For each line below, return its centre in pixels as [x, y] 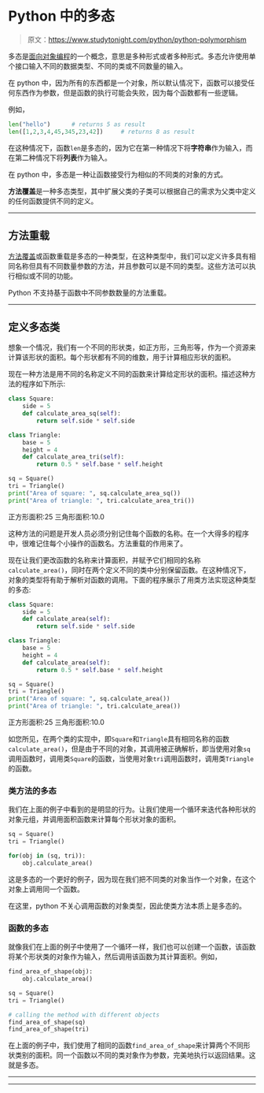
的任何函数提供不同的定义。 [53, 201]
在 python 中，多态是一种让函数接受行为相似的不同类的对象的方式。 [118, 174]
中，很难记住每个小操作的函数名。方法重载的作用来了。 [97, 543]
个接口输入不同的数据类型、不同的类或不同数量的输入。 [97, 66]
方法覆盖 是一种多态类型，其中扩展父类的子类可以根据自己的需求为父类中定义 [132, 191]
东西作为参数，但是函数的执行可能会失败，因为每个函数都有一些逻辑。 [128, 92]
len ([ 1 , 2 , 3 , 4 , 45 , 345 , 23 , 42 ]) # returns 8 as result [101, 132]
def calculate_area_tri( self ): [73, 457]
